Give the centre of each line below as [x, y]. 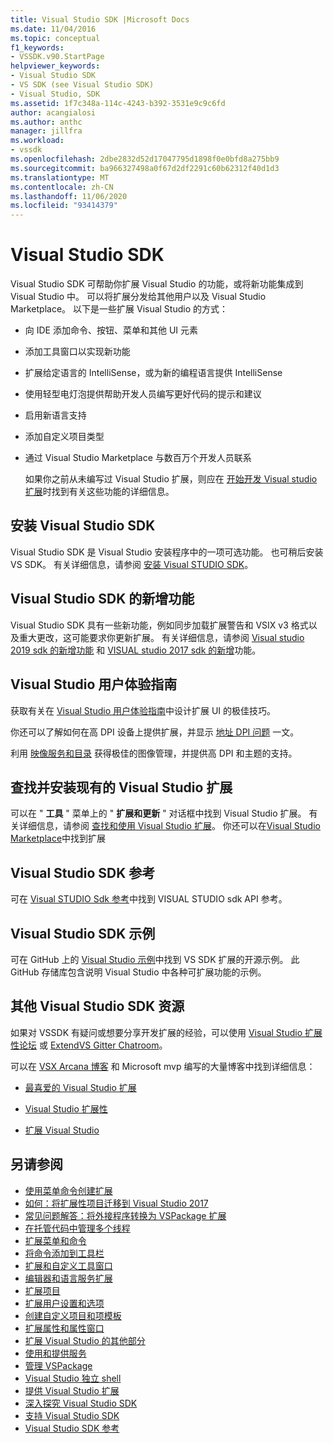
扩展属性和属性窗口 [64, 1328]
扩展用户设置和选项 [64, 1303]
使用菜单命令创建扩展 [68, 1190]
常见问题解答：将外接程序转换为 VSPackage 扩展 [125, 1215]
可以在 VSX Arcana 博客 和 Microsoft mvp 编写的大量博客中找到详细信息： [163, 1066]
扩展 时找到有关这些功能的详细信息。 [99, 492]
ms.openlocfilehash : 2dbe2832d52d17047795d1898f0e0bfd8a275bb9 [145, 159]
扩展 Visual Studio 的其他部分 [85, 1340]
